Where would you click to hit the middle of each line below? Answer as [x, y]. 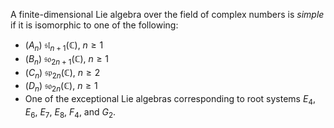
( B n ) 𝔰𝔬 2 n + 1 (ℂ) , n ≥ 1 [67, 59]
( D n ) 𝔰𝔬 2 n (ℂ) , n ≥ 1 [61, 87]
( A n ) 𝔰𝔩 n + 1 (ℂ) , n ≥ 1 [64, 46]
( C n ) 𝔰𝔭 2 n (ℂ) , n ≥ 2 [62, 73]
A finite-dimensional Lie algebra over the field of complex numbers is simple [167, 14]
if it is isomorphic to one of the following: [94, 25]
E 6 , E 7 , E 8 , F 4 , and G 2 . [70, 112]
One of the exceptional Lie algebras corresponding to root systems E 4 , [170, 100]
